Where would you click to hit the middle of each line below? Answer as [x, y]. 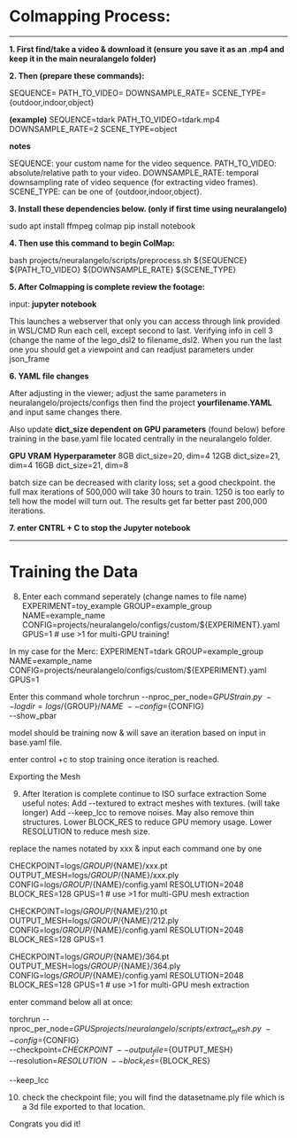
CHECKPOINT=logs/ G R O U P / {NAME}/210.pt [88, 911]
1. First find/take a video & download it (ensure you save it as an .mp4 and [147, 49]
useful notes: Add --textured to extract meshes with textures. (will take [151, 803]
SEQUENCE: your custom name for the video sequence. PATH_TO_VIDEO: [143, 163]
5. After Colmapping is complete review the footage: [107, 286]
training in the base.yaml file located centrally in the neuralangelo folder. [141, 438]
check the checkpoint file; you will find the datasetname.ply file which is [153, 1097]
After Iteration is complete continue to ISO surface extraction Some [144, 793]
